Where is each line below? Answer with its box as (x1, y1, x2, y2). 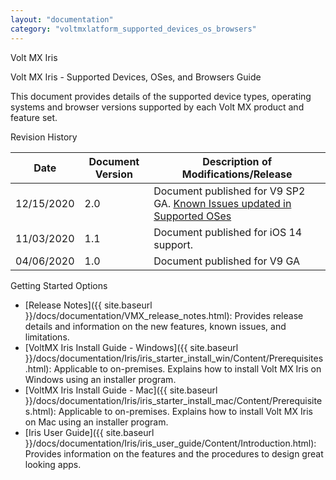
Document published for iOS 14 (153, 225, 303, 239)
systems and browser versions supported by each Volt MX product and (10, 101, 305, 113)
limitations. (24, 331, 70, 343)
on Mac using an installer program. (24, 416, 169, 428)
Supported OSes (153, 209, 232, 223)
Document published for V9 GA (153, 254, 301, 268)
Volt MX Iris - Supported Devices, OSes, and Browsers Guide (10, 71, 262, 83)
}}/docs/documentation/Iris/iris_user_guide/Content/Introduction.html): (24, 437, 317, 449)
